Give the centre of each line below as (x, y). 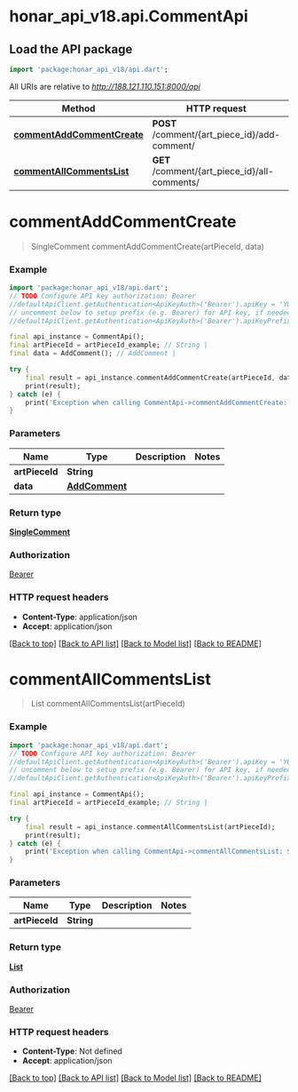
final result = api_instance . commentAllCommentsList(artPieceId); (150, 827)
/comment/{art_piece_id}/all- (213, 171)
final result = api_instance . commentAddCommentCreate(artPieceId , (150, 378)
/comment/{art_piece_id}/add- (216, 134)
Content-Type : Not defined (72, 1051)
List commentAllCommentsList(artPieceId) (108, 704)
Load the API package (71, 49)
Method (78, 108)
